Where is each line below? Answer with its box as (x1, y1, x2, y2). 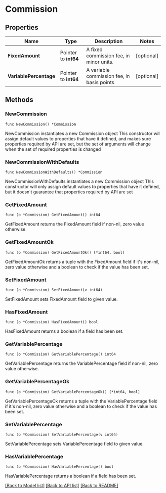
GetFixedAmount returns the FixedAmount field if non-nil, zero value (5, 221, 144, 227)
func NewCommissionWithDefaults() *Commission (5, 170, 103, 175)
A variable (86, 67, 110, 73)
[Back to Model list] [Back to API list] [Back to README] (5, 483, 119, 489)
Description (94, 38, 123, 45)
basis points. (86, 79, 116, 86)
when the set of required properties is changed (5, 146, 101, 152)
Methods (5, 95, 34, 104)
